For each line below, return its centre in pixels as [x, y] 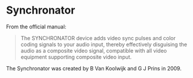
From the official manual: [36, 27]
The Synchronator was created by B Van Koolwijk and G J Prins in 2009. [94, 68]
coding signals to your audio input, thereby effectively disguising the [104, 44]
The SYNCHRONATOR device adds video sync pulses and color [98, 38]
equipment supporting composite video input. [76, 57]
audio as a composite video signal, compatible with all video [94, 50]
